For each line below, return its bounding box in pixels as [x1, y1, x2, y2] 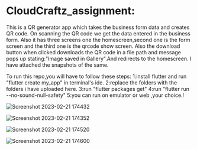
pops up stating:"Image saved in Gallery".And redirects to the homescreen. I [6, 55, 192, 62]
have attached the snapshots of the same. [6, 61, 109, 69]
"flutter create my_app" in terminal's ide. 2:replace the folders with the [6, 79, 177, 86]
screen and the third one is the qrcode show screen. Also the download [6, 43, 180, 50]
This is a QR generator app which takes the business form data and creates [6, 24, 190, 31]
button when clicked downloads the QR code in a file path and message [6, 48, 182, 56]
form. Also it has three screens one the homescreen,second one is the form [6, 36, 190, 43]
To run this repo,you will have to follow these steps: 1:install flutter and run [6, 73, 187, 80]
